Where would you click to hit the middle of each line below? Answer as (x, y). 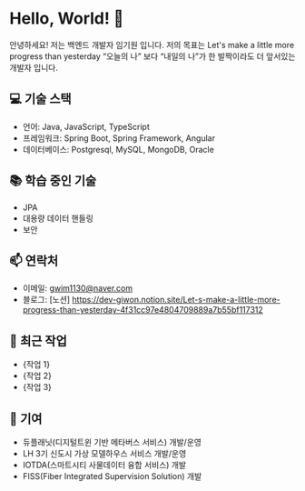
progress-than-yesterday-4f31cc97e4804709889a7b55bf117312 (143, 310)
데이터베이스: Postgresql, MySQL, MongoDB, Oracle (118, 149)
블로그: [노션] (46, 300)
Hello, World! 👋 (67, 19)
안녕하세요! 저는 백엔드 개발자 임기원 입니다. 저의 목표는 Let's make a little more (152, 45)
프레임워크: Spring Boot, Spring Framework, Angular (119, 138)
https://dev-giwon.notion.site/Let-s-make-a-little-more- (176, 300)
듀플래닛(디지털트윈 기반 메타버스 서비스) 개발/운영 (112, 442)
